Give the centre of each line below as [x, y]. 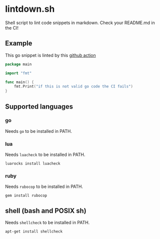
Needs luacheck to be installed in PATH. [45, 155]
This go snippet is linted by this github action [50, 55]
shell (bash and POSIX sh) [46, 211]
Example [19, 44]
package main [18, 64]
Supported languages [39, 106]
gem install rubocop [26, 196]
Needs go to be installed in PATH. [39, 131]
